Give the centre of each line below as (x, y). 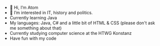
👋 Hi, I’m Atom (24, 8)
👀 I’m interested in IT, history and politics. (51, 13)
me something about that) (36, 28)
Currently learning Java (33, 18)
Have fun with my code (33, 38)
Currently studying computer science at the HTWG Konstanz (71, 33)
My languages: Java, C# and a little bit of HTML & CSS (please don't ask (82, 23)
